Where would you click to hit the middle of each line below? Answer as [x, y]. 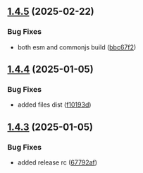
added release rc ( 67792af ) [57, 162]
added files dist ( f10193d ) [54, 105]
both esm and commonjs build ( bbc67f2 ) [77, 47]
